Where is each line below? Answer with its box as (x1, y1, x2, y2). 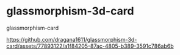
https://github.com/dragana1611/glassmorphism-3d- (6, 36, 137, 43)
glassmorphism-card (6, 24, 59, 31)
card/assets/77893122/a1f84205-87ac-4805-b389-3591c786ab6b (6, 42, 174, 50)
